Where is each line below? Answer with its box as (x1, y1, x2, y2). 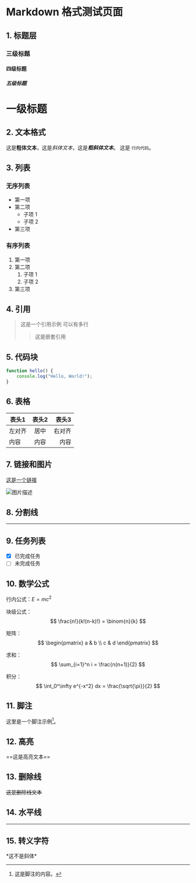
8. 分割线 (6, 507, 38, 517)
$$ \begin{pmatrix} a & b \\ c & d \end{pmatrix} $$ (37, 639, 159, 646)
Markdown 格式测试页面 (6, 5, 124, 19)
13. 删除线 (6, 772, 42, 782)
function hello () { (6, 368, 54, 374)
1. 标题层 (6, 30, 37, 40)
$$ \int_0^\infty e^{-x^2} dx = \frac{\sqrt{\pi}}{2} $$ (36, 682, 160, 689)
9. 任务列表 (6, 536, 46, 546)
